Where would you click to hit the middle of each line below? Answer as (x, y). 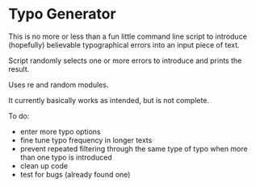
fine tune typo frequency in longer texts (86, 140)
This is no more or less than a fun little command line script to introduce (128, 36)
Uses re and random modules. (59, 85)
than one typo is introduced (66, 157)
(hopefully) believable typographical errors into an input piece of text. (124, 44)
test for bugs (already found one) (75, 174)
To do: (19, 116)
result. (19, 69)
